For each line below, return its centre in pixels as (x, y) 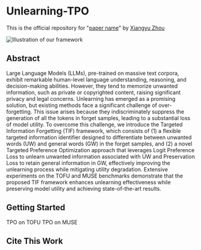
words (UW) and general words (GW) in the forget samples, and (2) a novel (99, 144)
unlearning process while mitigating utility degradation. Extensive (87, 169)
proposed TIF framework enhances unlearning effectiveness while (88, 182)
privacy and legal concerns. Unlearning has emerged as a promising (91, 98)
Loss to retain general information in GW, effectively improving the (88, 163)
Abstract (23, 59)
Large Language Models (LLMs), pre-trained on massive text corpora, (93, 73)
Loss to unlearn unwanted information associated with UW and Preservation (101, 156)
